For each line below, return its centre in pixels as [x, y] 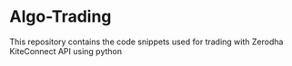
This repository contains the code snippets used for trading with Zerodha [146, 42]
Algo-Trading [60, 17]
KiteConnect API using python [66, 51]
